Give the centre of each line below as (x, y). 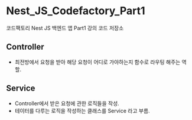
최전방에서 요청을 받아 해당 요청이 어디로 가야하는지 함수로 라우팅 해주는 (97, 62)
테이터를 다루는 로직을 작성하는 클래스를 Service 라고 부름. (82, 111)
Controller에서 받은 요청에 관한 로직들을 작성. (67, 103)
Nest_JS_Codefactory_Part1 (76, 11)
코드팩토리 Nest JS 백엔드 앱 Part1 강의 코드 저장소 (65, 28)
